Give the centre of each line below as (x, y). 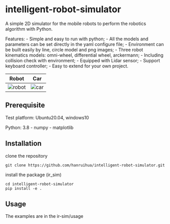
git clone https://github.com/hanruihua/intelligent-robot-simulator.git (85, 165)
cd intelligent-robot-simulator (39, 184)
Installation (23, 144)
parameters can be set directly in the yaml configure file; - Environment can (84, 44)
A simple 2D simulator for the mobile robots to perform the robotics (76, 23)
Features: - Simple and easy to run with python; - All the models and (77, 39)
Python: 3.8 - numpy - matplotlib (39, 127)
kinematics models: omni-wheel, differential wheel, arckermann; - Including (84, 55)
